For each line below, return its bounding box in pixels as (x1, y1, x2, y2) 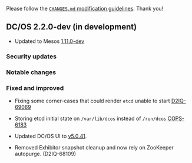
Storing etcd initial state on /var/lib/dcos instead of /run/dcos (14, 115, 167, 122)
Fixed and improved (6, 84, 64, 92)
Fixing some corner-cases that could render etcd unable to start (14, 97, 170, 104)
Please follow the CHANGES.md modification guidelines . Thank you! (6, 5, 164, 12)
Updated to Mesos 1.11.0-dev (14, 38, 85, 45)
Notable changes (6, 68, 57, 76)
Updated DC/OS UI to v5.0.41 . (14, 132, 87, 139)
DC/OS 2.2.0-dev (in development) (6, 22, 137, 32)
